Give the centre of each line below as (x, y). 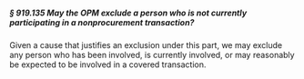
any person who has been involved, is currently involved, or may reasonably (152, 54)
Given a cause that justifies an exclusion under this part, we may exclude (146, 44)
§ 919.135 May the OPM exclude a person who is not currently (128, 13)
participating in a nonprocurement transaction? (102, 22)
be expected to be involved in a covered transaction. (108, 64)
